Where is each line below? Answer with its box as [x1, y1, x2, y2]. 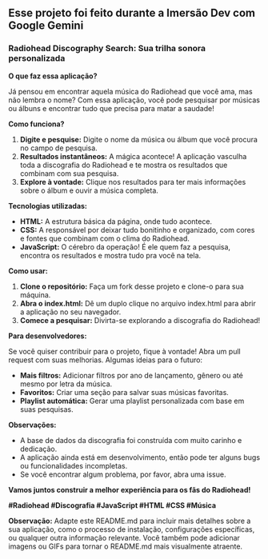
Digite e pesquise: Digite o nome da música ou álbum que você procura [19, 134, 258, 144]
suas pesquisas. [19, 404, 74, 414]
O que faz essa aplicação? [8, 71, 98, 81]
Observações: [8, 420, 57, 429]
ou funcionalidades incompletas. [19, 461, 128, 470]
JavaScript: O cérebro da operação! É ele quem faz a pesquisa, [19, 242, 230, 251]
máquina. [19, 289, 51, 299]
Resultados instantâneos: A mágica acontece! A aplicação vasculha [19, 151, 247, 161]
